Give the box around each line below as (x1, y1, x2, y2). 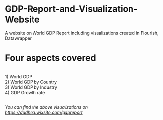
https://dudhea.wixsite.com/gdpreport (5, 109, 83, 115)
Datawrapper (5, 35, 32, 41)
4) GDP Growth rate (5, 89, 45, 95)
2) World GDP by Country (5, 79, 57, 85)
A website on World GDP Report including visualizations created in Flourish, (5, 30, 159, 36)
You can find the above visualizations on (5, 104, 88, 110)
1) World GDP (5, 73, 33, 79)
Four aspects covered (5, 52, 96, 64)
